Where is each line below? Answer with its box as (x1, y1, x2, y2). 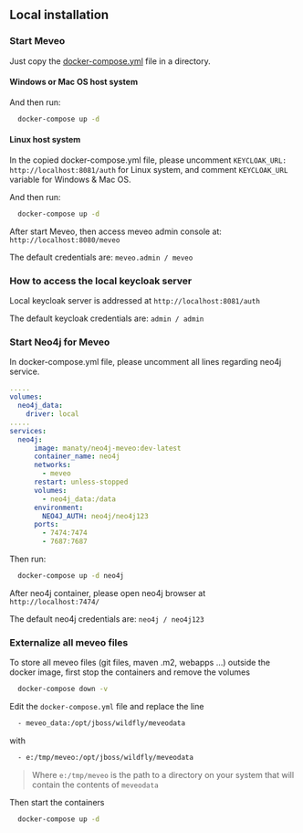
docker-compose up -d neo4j (17, 571, 125, 581)
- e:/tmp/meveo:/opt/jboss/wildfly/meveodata (17, 753, 194, 762)
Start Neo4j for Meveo (9, 336, 110, 348)
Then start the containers (9, 796, 105, 807)
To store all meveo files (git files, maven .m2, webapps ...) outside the (9, 657, 271, 668)
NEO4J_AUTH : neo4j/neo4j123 (42, 511, 149, 520)
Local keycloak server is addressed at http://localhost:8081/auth (9, 295, 260, 306)
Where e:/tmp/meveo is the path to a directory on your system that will (31, 769, 295, 780)
